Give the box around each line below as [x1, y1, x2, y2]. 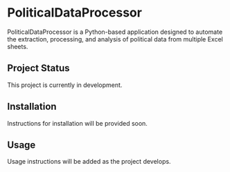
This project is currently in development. [7, 81, 123, 89]
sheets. [7, 42, 28, 50]
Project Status [7, 62, 71, 74]
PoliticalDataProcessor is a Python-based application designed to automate [7, 28, 223, 36]
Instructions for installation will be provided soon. [7, 119, 148, 127]
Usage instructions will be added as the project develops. [7, 157, 171, 166]
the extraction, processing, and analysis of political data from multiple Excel [7, 35, 223, 43]
